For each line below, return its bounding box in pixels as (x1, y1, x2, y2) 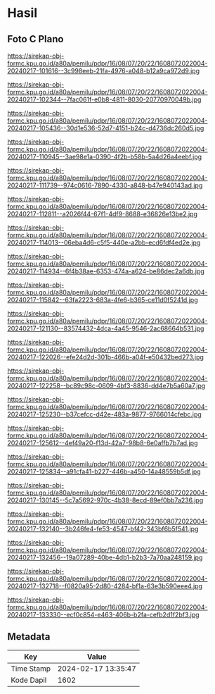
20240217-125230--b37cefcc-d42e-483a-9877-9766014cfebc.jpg (7, 410, 202, 419)
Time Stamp (11, 664, 51, 674)
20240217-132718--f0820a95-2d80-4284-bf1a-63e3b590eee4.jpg (7, 582, 202, 590)
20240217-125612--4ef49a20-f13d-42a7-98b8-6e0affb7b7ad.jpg (7, 439, 198, 447)
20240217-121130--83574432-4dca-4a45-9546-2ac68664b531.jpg (7, 324, 204, 333)
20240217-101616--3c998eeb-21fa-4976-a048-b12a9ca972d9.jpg (7, 67, 200, 75)
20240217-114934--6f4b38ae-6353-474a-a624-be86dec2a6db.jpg (7, 267, 205, 275)
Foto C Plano (7, 33, 64, 45)
